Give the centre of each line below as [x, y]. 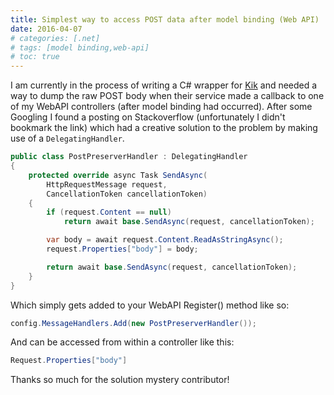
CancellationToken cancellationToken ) [127, 194]
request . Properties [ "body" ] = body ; [122, 249]
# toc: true [35, 57]
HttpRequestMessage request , [107, 184]
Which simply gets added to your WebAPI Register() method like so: [150, 305]
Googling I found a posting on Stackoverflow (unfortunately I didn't [148, 117]
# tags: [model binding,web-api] [80, 47]
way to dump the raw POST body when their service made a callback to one [167, 96]
